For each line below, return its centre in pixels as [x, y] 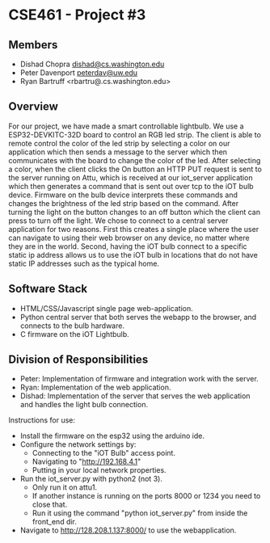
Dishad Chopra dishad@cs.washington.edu [92, 64]
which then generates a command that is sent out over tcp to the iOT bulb [131, 186]
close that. [50, 505]
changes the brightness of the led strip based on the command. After [124, 203]
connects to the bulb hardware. [72, 326]
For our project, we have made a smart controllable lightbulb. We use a [126, 126]
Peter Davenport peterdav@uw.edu [79, 73]
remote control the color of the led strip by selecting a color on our [119, 143]
